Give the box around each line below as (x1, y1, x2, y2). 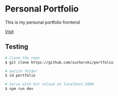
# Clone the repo (5, 55, 40, 60)
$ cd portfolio (5, 73, 36, 78)
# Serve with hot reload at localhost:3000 (5, 82, 94, 87)
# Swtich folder (5, 69, 38, 73)
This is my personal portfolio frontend (5, 19, 80, 25)
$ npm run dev (5, 86, 34, 91)
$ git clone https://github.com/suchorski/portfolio (5, 60, 114, 65)
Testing (5, 42, 29, 51)
